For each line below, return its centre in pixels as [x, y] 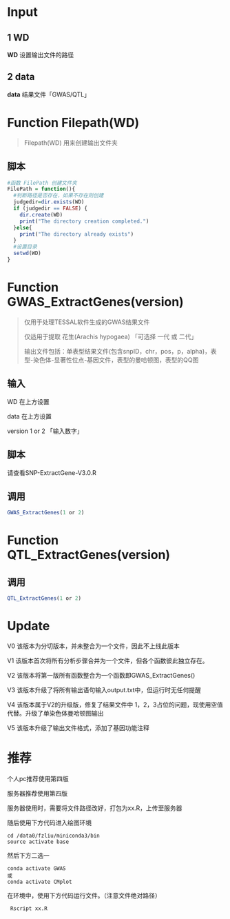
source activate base [38, 842]
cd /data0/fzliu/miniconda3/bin [53, 836]
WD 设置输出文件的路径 [41, 55]
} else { [23, 228]
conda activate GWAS [37, 868]
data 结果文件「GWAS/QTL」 [49, 94]
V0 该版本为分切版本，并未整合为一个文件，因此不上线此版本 [94, 646]
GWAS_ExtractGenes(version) [95, 302]
